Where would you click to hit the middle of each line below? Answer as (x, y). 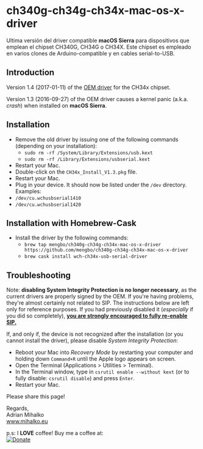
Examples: (28, 191)
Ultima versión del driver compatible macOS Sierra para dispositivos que (98, 40)
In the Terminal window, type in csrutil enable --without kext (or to (102, 372)
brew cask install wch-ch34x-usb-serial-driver (86, 256)
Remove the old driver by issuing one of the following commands (97, 139)
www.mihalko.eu (27, 422)
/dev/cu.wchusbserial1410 (48, 198)
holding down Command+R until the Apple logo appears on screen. (95, 359)
